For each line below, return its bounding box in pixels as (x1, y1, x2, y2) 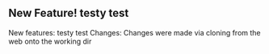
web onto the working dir (8, 36, 92, 46)
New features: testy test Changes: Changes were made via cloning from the (8, 27, 261, 37)
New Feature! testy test (8, 6, 129, 20)
